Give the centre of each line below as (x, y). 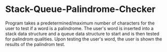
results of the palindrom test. (35, 44)
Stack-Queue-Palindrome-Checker (80, 9)
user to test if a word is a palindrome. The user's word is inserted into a (79, 28)
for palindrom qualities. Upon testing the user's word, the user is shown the (84, 39)
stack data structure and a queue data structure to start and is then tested (82, 33)
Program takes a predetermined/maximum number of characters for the (80, 23)
